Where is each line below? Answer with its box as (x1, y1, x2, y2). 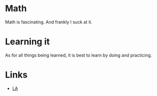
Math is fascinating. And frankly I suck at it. (5, 19, 92, 25)
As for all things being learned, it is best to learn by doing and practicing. (5, 52, 152, 58)
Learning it (5, 36, 50, 47)
